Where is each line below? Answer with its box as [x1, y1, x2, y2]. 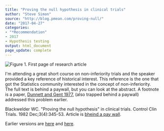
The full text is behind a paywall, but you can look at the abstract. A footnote [5, 86, 159, 92]
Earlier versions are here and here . [5, 120, 75, 127]
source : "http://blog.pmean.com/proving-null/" [5, 16, 104, 21]
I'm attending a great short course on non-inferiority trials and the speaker [5, 71, 155, 76]
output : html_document [5, 43, 51, 48]
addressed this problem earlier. [5, 96, 68, 102]
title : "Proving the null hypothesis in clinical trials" [5, 7, 126, 12]
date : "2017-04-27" [5, 20, 45, 26]
